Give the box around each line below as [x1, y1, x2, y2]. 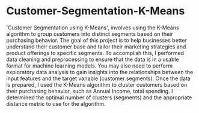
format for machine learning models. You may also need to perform [6, 62, 173, 69]
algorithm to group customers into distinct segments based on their [6, 30, 173, 37]
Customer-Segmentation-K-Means [6, 4, 185, 18]
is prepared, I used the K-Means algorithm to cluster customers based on [6, 81, 188, 88]
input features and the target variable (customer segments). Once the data [6, 75, 191, 82]
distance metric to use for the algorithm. [6, 100, 106, 107]
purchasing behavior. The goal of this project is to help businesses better [6, 36, 188, 44]
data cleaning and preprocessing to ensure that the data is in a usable [6, 56, 179, 63]
